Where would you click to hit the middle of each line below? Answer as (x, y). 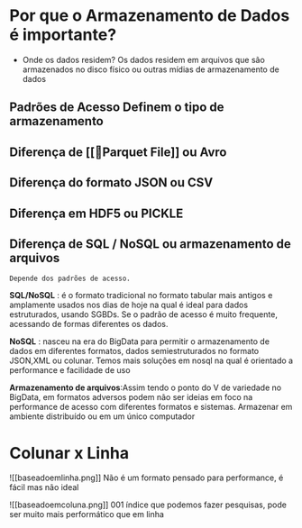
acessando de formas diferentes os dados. (89, 324)
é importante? (63, 35)
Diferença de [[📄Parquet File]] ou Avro (118, 152)
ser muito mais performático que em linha (87, 514)
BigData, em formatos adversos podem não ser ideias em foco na (131, 397)
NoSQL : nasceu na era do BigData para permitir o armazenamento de (140, 341)
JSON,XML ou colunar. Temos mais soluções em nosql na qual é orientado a (151, 360)
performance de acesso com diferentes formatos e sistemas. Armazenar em (151, 407)
